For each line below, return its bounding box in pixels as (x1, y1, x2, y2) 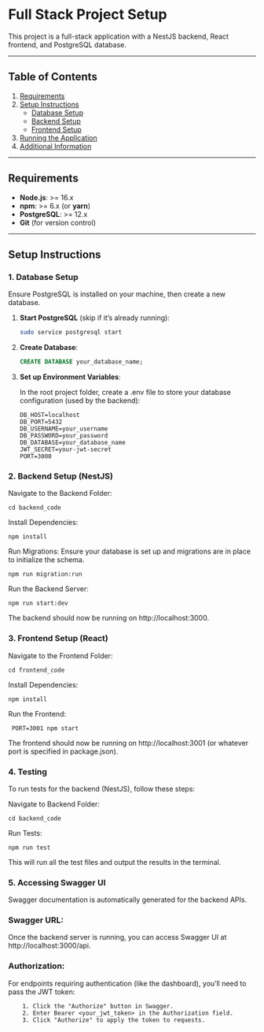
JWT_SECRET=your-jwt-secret (19, 445, 112, 453)
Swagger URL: (8, 915, 64, 926)
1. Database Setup (8, 271, 79, 282)
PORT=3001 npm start (11, 724, 79, 732)
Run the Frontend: (8, 709, 67, 718)
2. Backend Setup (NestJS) (8, 471, 114, 482)
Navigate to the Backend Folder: (8, 489, 112, 498)
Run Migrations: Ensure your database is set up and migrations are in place (8, 546, 251, 557)
